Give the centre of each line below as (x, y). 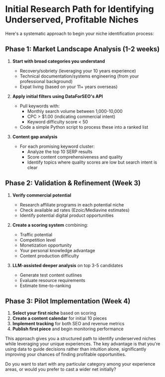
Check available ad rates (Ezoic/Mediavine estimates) (75, 210)
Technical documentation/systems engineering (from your (79, 76)
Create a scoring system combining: (50, 225)
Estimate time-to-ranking (45, 285)
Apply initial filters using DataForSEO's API (58, 96)
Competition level (38, 240)
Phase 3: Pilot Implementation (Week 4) (68, 301)
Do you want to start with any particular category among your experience (80, 364)
